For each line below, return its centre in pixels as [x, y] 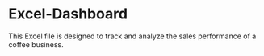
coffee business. [36, 44]
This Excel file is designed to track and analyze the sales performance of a [132, 36]
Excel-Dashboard [68, 14]
